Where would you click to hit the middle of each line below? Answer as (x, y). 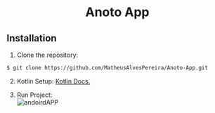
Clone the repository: (47, 55)
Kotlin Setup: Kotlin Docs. (53, 81)
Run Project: (34, 95)
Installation (32, 38)
